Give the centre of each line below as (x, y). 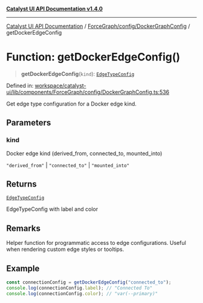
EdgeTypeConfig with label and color (52, 209)
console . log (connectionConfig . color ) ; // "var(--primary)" (82, 293)
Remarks (24, 228)
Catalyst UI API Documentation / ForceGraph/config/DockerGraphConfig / (98, 26)
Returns (22, 184)
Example (23, 268)
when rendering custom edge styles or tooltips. (65, 249)
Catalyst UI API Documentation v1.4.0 (54, 9)
